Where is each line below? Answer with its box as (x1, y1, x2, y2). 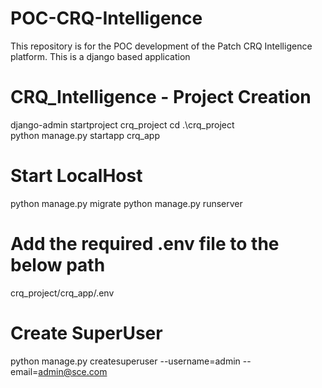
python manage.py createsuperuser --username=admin (10, 355, 241, 367)
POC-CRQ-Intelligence (10, 7, 203, 30)
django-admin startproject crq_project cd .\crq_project (10, 118, 235, 131)
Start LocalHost (10, 165, 143, 187)
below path (10, 254, 106, 276)
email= (10, 365, 39, 377)
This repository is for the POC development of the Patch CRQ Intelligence (10, 40, 313, 52)
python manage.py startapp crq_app (10, 129, 160, 141)
